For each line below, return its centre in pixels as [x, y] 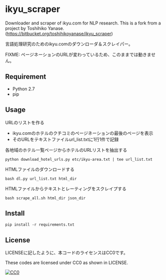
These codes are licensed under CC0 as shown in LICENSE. [67, 263]
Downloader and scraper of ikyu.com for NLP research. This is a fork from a [83, 23]
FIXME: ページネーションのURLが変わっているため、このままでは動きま [78, 54]
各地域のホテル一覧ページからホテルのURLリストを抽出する [66, 150]
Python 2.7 [23, 89]
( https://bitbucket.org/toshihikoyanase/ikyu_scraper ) [59, 33]
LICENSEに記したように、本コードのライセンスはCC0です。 [67, 253]
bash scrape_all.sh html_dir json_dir [45, 198]
